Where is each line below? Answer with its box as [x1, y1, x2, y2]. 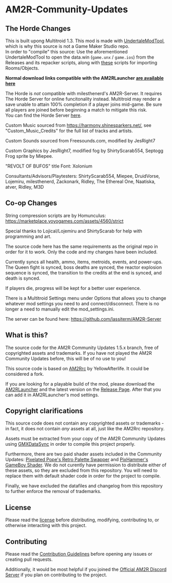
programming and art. [5, 233, 52, 240]
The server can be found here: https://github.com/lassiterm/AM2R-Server [5, 316, 162, 322]
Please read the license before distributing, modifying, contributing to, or [5, 517, 159, 523]
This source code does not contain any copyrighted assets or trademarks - [5, 420, 164, 426]
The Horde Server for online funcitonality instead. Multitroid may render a [5, 96, 161, 102]
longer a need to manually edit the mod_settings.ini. [5, 306, 114, 312]
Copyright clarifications [5, 407, 83, 415]
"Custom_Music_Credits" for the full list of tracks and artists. [5, 127, 133, 134]
